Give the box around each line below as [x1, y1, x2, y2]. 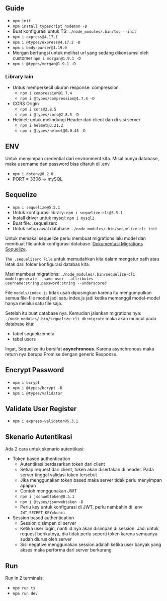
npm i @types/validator [12, 391, 63, 396]
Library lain [5, 73, 34, 80]
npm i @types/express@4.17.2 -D [12, 40, 80, 45]
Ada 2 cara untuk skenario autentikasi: [5, 446, 85, 452]
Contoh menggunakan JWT [20, 488, 77, 494]
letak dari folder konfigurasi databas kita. [5, 261, 91, 267]
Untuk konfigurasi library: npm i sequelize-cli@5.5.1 [12, 209, 123, 215]
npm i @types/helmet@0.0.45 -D [20, 128, 86, 133]
